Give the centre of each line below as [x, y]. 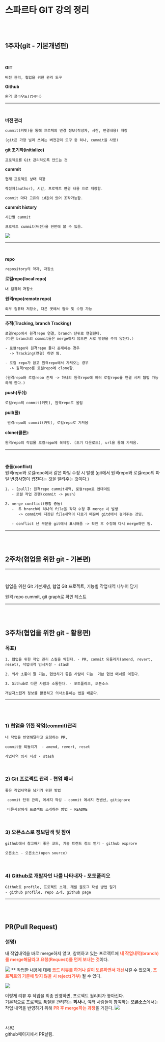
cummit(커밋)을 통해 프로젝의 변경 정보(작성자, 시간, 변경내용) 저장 [66, 131]
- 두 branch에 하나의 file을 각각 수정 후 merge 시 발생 [65, 509]
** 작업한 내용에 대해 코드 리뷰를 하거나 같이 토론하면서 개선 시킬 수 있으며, [82, 970]
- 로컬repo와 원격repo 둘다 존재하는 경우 [42, 348]
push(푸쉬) [16, 392]
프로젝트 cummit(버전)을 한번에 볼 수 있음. [44, 226]
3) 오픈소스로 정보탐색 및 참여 [38, 832]
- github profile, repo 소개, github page [48, 892]
